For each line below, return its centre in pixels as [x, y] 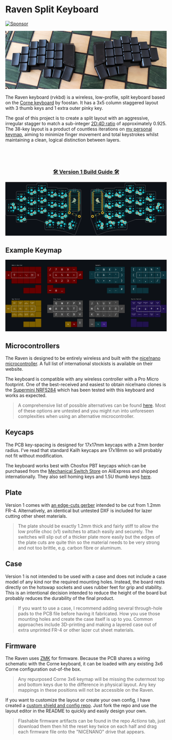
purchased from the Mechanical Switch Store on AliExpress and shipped [82, 471]
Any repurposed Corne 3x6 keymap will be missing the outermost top [91, 679]
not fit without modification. [35, 456]
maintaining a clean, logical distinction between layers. [63, 140]
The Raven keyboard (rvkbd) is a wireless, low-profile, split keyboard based [85, 97]
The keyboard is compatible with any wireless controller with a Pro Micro [82, 379]
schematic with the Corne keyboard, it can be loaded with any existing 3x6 [84, 664]
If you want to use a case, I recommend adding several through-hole [90, 608]
